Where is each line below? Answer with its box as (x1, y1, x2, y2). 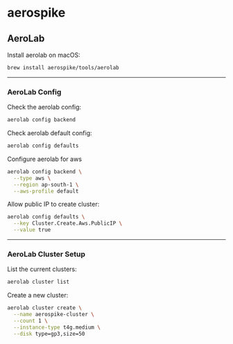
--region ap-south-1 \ (13, 181, 79, 188)
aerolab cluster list (7, 279, 70, 286)
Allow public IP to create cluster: (7, 200, 100, 209)
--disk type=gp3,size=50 (13, 330, 85, 337)
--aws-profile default (13, 187, 79, 195)
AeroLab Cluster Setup (7, 249, 85, 259)
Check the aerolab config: (7, 103, 82, 112)
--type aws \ (13, 175, 51, 182)
